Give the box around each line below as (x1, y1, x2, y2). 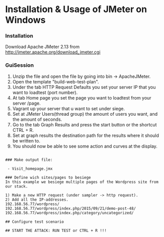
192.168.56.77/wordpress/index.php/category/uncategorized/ (5, 210, 134, 215)
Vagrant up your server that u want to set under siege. (12, 105, 125, 112)
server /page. (12, 100, 41, 106)
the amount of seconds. (12, 116, 62, 122)
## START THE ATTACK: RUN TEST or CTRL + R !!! (5, 228, 107, 233)
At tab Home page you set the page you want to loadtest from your (12, 94, 152, 101)
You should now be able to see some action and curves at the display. (12, 143, 157, 149)
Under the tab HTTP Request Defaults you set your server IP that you (12, 84, 156, 90)
